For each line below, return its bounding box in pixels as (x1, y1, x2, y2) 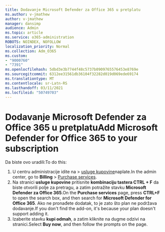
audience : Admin (5, 26, 39, 31)
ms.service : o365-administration (5, 35, 74, 40)
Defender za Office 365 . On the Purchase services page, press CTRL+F (12, 190, 160, 196)
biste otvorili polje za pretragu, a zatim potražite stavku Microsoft (12, 185, 147, 190)
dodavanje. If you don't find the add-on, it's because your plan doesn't (12, 206, 156, 212)
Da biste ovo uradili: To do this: (5, 159, 67, 165)
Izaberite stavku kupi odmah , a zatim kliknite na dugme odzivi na (12, 216, 145, 222)
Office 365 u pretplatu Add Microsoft (5, 122, 158, 133)
